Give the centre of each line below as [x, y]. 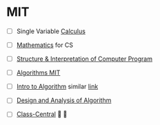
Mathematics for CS [45, 45]
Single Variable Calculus [51, 31]
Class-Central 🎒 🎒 [42, 114]
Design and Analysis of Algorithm [64, 100]
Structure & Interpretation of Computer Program [84, 59]
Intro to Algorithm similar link [57, 86]
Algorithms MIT [38, 73]
